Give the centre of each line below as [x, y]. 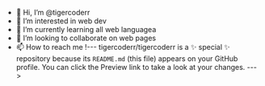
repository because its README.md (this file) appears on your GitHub [127, 59]
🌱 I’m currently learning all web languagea [86, 29]
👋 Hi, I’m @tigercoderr [53, 12]
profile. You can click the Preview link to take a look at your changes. [130, 67]
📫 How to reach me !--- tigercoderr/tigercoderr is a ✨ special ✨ [123, 47]
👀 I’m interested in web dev [61, 21]
